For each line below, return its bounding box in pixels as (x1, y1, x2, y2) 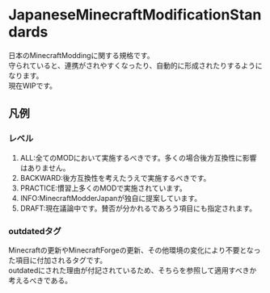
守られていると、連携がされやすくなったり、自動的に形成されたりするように (8, 61, 263, 70)
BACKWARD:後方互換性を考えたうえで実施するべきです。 (19, 173, 211, 182)
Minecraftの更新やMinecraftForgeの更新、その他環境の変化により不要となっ (8, 245, 261, 255)
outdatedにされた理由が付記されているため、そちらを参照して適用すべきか (8, 265, 257, 275)
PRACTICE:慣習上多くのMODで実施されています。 (19, 183, 188, 193)
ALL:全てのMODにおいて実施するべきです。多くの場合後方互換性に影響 (19, 153, 257, 162)
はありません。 (19, 163, 70, 173)
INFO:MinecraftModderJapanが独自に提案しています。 (19, 193, 202, 203)
